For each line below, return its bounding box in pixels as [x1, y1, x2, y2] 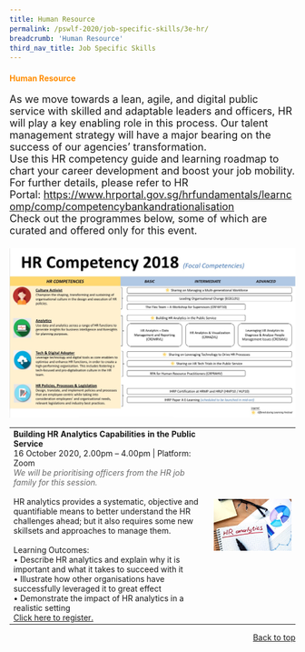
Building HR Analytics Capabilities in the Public [13, 428, 196, 439]
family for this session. [13, 476, 98, 487]
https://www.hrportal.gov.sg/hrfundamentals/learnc [43, 188, 292, 202]
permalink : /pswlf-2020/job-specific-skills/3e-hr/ [9, 24, 209, 34]
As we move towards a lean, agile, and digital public [9, 93, 259, 106]
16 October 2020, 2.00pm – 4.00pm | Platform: [13, 447, 192, 458]
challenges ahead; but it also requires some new [13, 515, 193, 527]
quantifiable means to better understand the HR [13, 506, 191, 517]
